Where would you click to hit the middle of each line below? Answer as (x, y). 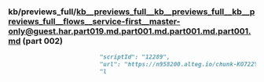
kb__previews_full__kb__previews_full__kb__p (165, 12)
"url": (110, 65)
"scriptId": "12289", (135, 57)
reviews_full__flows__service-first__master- (94, 21)
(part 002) (42, 41)
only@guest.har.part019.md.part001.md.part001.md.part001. (130, 31)
